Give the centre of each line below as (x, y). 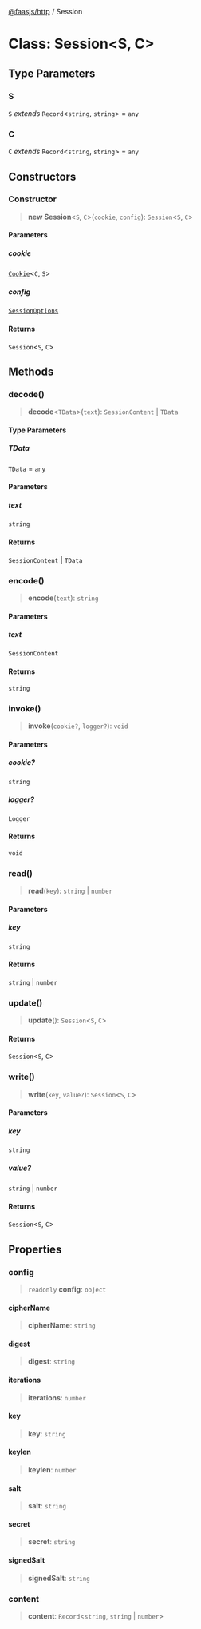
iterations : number (57, 1397)
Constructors (42, 176)
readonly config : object (67, 1289)
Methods (31, 371)
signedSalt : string (59, 1578)
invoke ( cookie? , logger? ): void (78, 726)
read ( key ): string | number (70, 891)
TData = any (27, 468)
